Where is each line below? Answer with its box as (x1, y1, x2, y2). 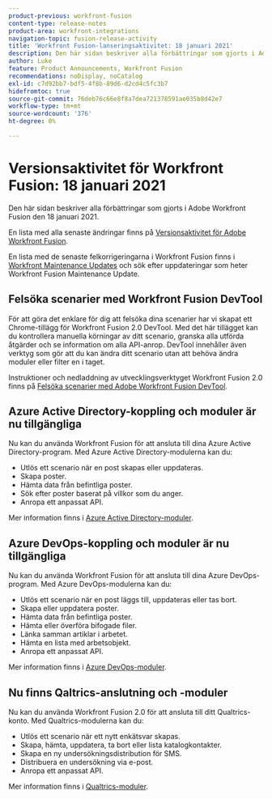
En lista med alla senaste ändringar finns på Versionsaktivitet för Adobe (8, 227, 247, 237)
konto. (8, 716, 30, 725)
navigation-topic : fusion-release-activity (8, 34, 158, 43)
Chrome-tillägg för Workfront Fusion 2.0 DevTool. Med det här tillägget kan (8, 322, 259, 332)
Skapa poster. (19, 471, 67, 482)
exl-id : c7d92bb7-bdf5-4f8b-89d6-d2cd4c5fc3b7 (8, 79, 168, 87)
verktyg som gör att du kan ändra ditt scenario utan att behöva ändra (8, 348, 239, 358)
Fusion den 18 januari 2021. (8, 211, 100, 221)
